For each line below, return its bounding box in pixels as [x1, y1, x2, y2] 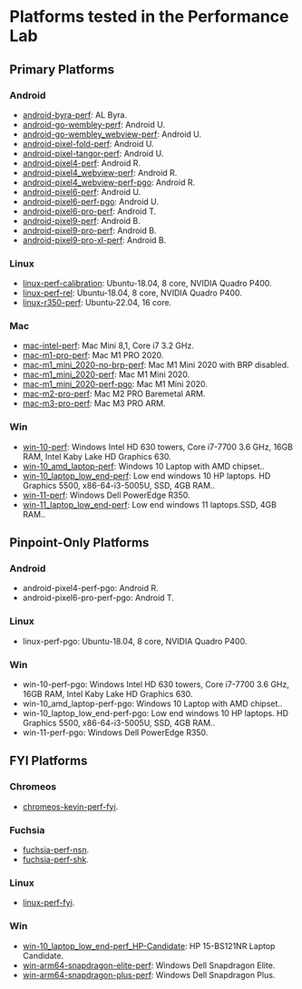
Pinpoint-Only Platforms [9, 535, 150, 550]
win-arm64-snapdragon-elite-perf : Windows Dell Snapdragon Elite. [22, 959, 276, 971]
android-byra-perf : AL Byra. [22, 109, 128, 120]
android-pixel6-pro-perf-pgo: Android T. [22, 592, 175, 604]
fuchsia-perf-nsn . [22, 845, 90, 856]
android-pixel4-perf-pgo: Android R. [22, 583, 159, 594]
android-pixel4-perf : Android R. [22, 157, 141, 169]
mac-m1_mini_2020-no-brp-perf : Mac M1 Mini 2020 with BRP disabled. [22, 360, 289, 371]
